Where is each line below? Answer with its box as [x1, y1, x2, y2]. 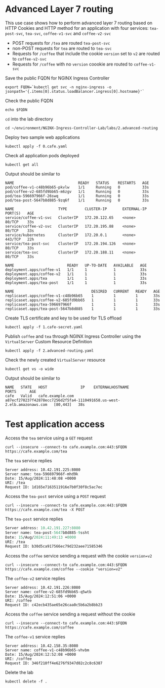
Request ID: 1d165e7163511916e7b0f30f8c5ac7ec [5, 485, 103, 490]
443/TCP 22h [5, 237, 35, 242]
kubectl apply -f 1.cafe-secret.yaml [5, 324, 83, 329]
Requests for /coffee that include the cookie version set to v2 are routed [12, 51, 160, 57]
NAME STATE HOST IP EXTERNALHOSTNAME [5, 384, 129, 390]
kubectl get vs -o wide [5, 366, 54, 372]
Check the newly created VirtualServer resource [5, 357, 105, 363]
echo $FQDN [5, 107, 28, 112]
